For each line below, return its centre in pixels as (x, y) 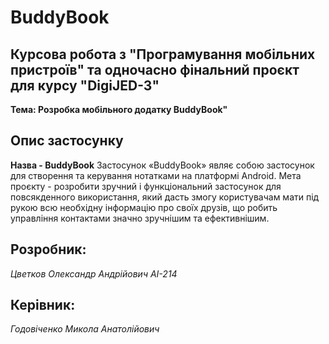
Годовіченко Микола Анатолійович (85, 329)
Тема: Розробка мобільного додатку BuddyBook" (119, 109)
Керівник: (43, 305)
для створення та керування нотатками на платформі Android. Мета (156, 175)
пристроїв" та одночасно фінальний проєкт (155, 69)
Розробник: (48, 249)
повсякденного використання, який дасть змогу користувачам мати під (165, 197)
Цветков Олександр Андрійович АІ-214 (94, 273)
